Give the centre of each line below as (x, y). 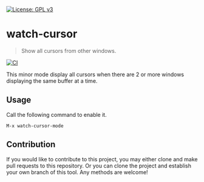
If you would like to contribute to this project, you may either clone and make (102, 159)
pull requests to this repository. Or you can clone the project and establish (99, 166)
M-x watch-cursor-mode (35, 126)
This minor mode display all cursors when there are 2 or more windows (95, 74)
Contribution (31, 145)
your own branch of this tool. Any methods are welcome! (77, 172)
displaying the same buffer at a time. (52, 81)
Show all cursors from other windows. (69, 51)
